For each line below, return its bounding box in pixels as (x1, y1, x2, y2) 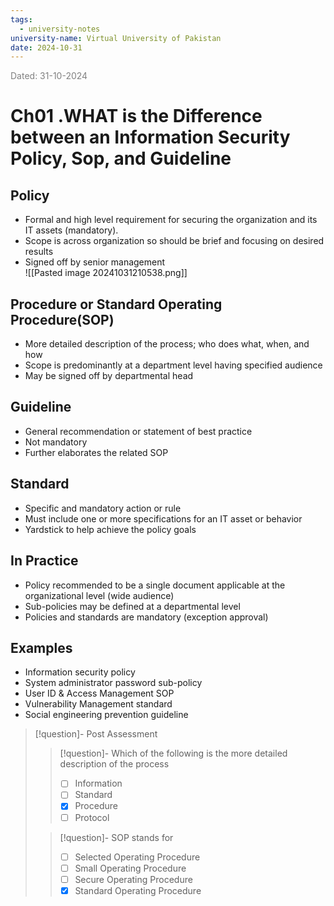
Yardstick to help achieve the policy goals (24, 523, 197, 535)
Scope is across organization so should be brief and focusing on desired (24, 235, 325, 247)
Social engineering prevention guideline (24, 709, 189, 721)
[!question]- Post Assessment (34, 728, 158, 740)
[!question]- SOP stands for (59, 831, 174, 843)
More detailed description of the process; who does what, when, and (24, 338, 310, 350)
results (24, 246, 54, 258)
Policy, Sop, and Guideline (10, 147, 232, 170)
